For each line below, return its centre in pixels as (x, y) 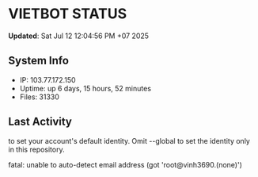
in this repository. (36, 149)
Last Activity (40, 122)
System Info (39, 61)
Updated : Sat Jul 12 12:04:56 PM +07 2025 (78, 36)
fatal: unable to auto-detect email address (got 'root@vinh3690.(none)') (125, 164)
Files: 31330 (39, 97)
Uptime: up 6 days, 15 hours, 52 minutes (85, 88)
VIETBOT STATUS (68, 14)
